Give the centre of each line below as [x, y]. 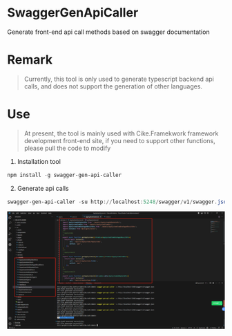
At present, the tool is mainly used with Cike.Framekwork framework [121, 133]
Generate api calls [43, 188]
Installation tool [39, 161]
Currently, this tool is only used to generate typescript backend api [119, 79]
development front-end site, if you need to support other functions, [119, 140]
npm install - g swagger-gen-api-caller [65, 175]
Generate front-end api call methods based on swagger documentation [108, 32]
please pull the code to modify [67, 148]
